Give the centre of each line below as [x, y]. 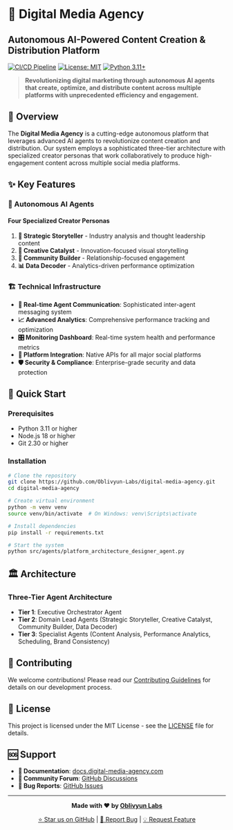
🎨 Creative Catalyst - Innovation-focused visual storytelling [103, 251]
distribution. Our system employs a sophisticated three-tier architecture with [116, 148]
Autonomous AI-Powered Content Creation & [107, 40]
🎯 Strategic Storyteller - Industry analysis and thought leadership [112, 236]
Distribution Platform [54, 50]
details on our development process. [60, 687]
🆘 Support [32, 755]
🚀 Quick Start [37, 394]
